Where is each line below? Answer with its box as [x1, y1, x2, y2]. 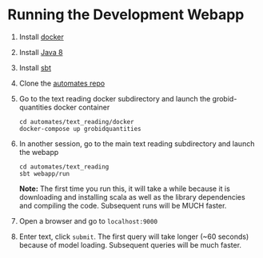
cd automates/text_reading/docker [18, 117, 134, 125]
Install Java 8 [18, 47, 63, 57]
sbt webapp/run [18, 169, 70, 177]
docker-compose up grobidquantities [18, 125, 141, 133]
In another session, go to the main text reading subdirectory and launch [18, 138, 255, 149]
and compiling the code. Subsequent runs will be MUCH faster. [18, 200, 227, 210]
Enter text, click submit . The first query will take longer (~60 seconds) [18, 232, 249, 241]
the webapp [18, 147, 59, 157]
